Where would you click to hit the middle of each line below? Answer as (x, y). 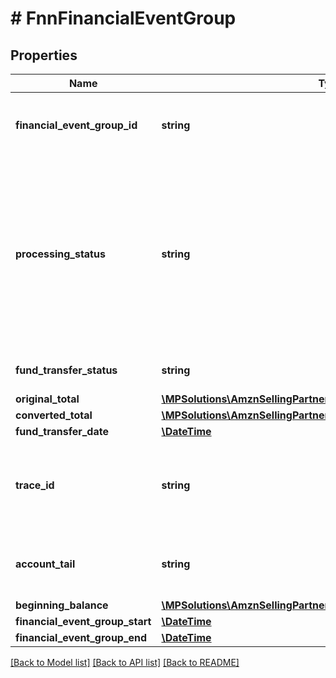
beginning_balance (62, 605)
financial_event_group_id (76, 125)
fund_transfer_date (62, 431)
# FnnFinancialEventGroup (123, 18)
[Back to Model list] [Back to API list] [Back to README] (125, 662)
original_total (47, 399)
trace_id (35, 485)
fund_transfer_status (66, 370)
